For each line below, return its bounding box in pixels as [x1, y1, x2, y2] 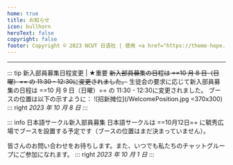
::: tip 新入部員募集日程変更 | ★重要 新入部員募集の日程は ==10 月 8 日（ [7, 69, 214, 77]
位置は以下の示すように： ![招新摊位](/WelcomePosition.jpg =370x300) [19, 95, 223, 103]
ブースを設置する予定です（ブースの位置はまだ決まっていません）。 [19, 127, 209, 135]
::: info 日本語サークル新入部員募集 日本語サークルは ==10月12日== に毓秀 [7, 119, 218, 126]
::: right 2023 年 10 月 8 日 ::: [7, 103, 88, 112]
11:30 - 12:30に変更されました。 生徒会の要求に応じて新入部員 [37, 78, 215, 85]
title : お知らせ [7, 17, 50, 24]
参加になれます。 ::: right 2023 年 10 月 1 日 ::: [25, 150, 155, 158]
